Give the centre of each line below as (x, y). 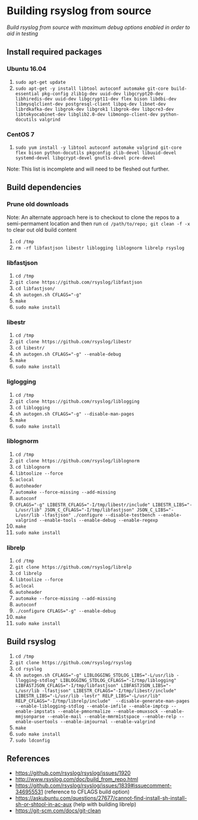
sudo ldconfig (32, 740)
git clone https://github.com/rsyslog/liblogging (77, 401)
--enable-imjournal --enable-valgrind (108, 721)
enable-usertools (37, 721)
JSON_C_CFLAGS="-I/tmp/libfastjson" (89, 510)
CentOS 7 (21, 134)
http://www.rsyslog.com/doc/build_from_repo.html (77, 779)
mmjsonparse (30, 716)
